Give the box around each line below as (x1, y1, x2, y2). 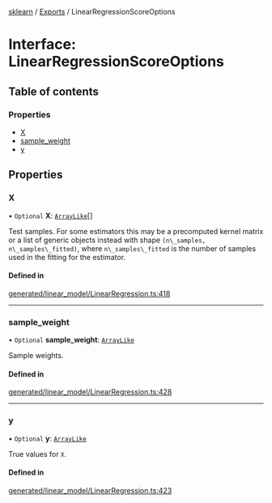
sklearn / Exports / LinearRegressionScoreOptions (8, 7, 176, 16)
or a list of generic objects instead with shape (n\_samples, (8, 235, 206, 245)
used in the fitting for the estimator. (8, 252, 126, 262)
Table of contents (8, 84, 99, 98)
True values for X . (8, 449, 67, 458)
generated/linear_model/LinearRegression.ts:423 (8, 485, 172, 495)
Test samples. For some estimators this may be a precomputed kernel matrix (8, 226, 264, 236)
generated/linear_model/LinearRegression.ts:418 (8, 288, 171, 298)
